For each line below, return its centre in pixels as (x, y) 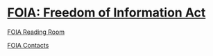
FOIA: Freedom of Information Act (106, 13)
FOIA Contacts (28, 45)
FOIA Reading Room (36, 32)
